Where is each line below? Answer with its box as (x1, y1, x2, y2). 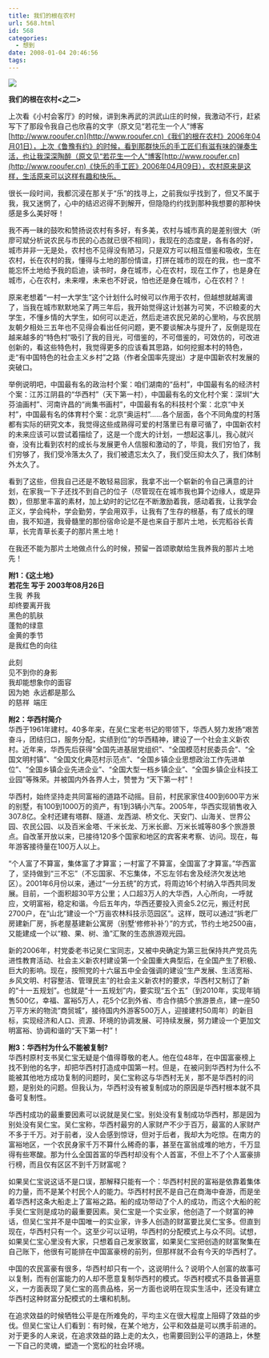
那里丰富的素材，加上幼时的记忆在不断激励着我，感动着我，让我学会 (32, 496, 258, 506)
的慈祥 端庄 (8, 697, 48, 707)
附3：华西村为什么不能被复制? (8, 1042, 108, 1052)
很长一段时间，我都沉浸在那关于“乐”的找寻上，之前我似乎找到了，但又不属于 (8, 188, 260, 198)
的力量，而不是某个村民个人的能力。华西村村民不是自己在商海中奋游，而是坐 (8, 1186, 261, 1196)
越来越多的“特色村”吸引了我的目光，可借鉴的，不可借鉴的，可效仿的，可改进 (8, 332, 260, 342)
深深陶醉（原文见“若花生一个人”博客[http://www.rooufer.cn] (42, 151, 240, 161)
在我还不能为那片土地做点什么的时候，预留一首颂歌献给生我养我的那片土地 (8, 543, 254, 553)
